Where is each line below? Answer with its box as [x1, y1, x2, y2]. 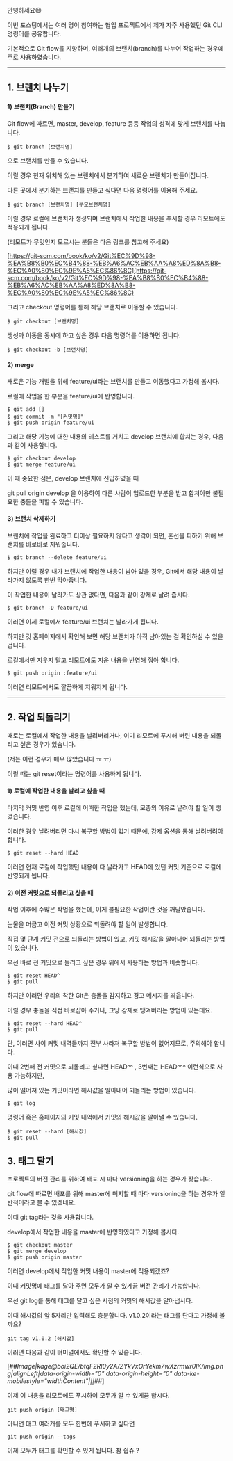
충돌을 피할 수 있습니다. [19, 497, 83, 506]
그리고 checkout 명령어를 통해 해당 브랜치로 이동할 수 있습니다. [7, 302, 178, 311]
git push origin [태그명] [7, 1407, 78, 1414]
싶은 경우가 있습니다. [19, 740, 76, 748]
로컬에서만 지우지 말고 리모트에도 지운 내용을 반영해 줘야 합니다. [7, 656, 180, 664]
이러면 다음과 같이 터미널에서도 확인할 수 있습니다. [7, 1348, 143, 1357]
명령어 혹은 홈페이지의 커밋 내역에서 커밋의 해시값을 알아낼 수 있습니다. [7, 1113, 198, 1122]
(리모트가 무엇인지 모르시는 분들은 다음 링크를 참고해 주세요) [7, 237, 169, 245]
